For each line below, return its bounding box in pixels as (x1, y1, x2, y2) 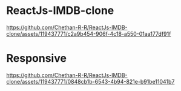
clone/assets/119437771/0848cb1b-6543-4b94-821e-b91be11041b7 (6, 78, 175, 85)
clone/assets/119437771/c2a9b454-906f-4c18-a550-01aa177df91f (6, 30, 171, 37)
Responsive (6, 52, 67, 66)
